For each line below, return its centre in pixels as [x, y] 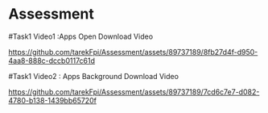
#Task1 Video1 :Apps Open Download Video [81, 36]
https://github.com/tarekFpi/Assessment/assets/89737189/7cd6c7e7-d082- [134, 92]
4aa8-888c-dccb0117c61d [52, 61]
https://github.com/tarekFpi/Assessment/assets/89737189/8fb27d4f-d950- [133, 52]
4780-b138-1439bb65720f [52, 100]
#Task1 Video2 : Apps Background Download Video [94, 76]
